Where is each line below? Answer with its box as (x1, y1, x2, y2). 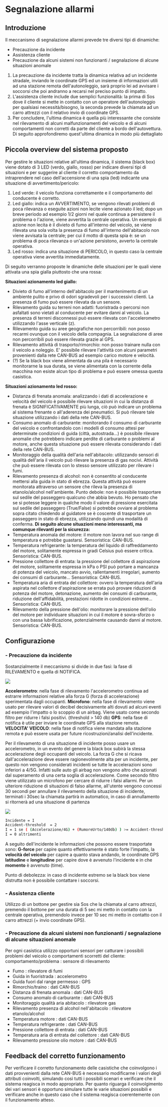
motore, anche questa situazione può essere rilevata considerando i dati (12, 441, 161, 447)
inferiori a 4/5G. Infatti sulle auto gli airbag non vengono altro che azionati (5, 767, 157, 773)
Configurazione (5, 637, 55, 645)
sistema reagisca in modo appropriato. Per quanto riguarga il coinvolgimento (5, 1081, 163, 1087)
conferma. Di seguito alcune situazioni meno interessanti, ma (12, 521, 142, 527)
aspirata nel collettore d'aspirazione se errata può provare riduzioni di (12, 585, 156, 591)
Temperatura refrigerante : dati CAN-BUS (12, 1021, 98, 1027)
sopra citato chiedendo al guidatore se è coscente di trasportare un (12, 510, 151, 516)
